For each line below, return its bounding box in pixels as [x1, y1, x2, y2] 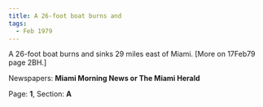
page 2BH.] [8, 58, 47, 67]
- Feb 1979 [15, 27, 53, 35]
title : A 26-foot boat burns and [8, 11, 122, 20]
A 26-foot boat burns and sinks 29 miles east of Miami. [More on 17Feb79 [8, 49, 256, 59]
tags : [8, 19, 27, 28]
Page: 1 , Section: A [8, 89, 72, 99]
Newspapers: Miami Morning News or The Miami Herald [8, 74, 201, 83]
